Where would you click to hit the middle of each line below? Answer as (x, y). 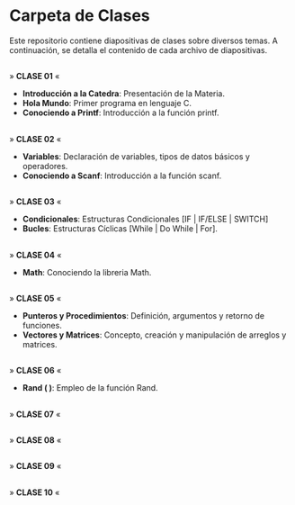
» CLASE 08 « (36, 440)
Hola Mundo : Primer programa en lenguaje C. (107, 104)
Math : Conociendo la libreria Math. (87, 272)
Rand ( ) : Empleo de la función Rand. (90, 388)
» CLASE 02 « (35, 139)
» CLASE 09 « (36, 466)
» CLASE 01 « (35, 77)
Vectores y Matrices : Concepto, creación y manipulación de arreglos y (154, 335)
